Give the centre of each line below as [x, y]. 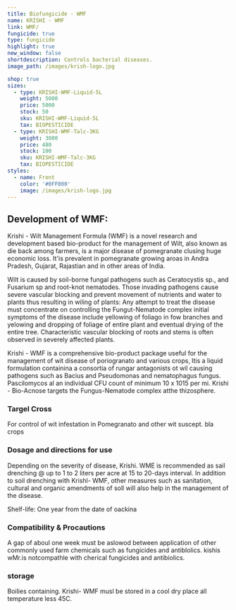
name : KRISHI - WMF [36, 20]
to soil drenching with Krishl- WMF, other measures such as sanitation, [110, 480]
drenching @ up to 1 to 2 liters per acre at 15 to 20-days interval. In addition [117, 472]
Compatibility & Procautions [56, 527]
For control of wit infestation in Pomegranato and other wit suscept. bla [110, 425]
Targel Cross [30, 409]
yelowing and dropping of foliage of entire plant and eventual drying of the [115, 324]
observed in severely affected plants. [61, 340]
